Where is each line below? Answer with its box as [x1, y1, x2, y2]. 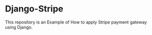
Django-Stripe [5, 3, 64, 14]
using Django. [5, 24, 33, 30]
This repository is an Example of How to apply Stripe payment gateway [5, 19, 147, 25]
